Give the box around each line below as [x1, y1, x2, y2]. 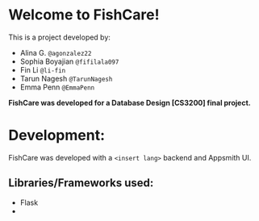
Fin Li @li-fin [19, 65, 66, 74]
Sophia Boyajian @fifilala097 [19, 56, 119, 66]
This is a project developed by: [8, 32, 111, 42]
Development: [8, 127, 106, 144]
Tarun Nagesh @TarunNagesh [19, 73, 113, 83]
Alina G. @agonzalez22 [19, 48, 92, 57]
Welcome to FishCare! [8, 6, 160, 24]
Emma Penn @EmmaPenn [19, 82, 95, 92]
